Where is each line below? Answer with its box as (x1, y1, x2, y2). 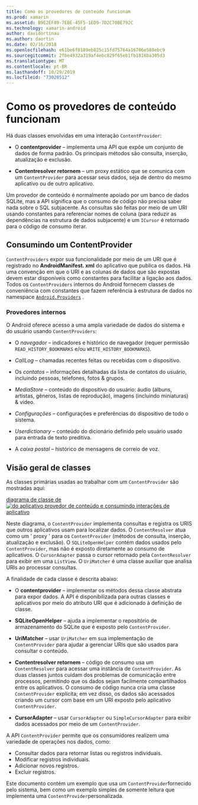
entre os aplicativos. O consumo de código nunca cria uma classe (14, 683, 176, 691)
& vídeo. (14, 399, 35, 406)
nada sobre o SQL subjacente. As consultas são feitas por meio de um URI (6, 204, 187, 211)
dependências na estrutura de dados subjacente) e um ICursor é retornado (6, 217, 190, 224)
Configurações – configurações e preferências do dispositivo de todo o (14, 410, 189, 417)
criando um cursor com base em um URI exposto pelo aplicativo (14, 696, 171, 703)
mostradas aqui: (6, 484, 46, 491)
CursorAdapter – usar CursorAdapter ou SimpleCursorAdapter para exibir (14, 714, 191, 721)
